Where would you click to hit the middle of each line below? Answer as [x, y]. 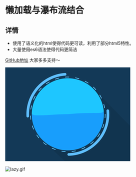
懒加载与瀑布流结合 [45, 10]
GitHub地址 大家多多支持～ [33, 60]
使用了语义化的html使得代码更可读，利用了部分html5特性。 [73, 43]
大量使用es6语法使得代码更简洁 [45, 49]
